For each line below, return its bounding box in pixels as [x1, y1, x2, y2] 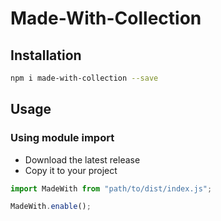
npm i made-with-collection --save [10, 73, 159, 83]
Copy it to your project [24, 164, 118, 176]
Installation [10, 47, 82, 64]
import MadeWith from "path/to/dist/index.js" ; [10, 183, 213, 194]
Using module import [10, 131, 115, 145]
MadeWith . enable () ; [10, 202, 92, 212]
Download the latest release [24, 153, 141, 166]
